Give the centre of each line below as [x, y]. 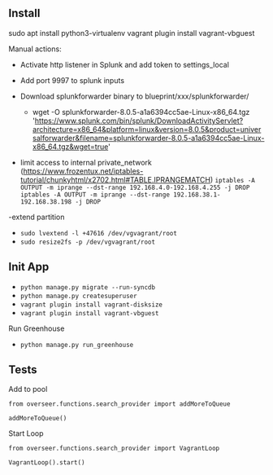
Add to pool [28, 389]
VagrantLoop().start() [47, 463]
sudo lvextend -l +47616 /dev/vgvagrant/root [98, 233]
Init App [29, 267]
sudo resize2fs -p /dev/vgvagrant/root [88, 242]
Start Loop [26, 433]
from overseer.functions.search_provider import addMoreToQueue [119, 404]
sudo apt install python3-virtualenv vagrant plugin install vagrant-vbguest [132, 33]
